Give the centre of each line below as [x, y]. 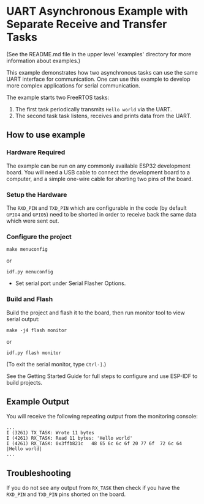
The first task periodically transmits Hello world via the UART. [93, 109]
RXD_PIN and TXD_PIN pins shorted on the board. [66, 494]
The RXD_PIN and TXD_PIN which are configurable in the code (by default [96, 208]
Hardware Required [36, 152]
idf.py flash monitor [34, 353]
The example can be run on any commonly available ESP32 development [99, 166]
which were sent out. [33, 221]
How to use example [46, 135]
